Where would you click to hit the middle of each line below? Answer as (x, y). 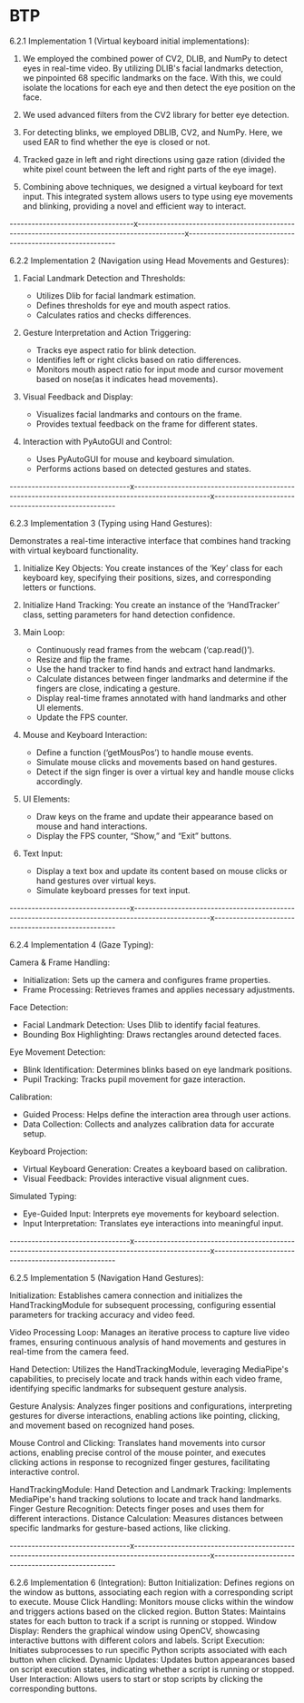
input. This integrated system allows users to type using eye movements (157, 196)
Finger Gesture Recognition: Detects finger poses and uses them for (137, 1509)
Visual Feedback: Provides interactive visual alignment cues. (136, 1178)
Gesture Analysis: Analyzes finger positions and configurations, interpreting (151, 1406)
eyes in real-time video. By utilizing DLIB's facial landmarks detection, (153, 68)
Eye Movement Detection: (58, 1052)
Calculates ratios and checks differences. (114, 315)
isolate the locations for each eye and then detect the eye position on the (159, 87)
